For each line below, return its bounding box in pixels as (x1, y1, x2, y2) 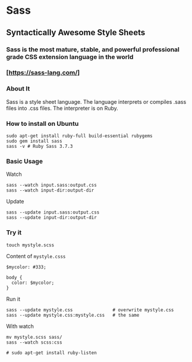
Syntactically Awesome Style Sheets (6, 27, 146, 38)
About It (6, 85, 30, 93)
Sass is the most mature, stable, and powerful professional (6, 45, 180, 54)
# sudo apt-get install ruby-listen (6, 349, 97, 355)
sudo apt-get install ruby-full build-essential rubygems (6, 133, 153, 139)
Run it (6, 295, 21, 302)
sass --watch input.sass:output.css (6, 182, 97, 188)
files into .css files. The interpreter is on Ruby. (6, 104, 119, 112)
